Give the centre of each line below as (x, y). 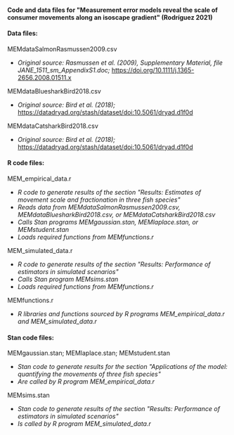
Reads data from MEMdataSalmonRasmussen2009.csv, (99, 207)
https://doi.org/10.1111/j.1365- (153, 70)
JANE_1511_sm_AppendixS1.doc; (64, 70)
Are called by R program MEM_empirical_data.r (86, 382)
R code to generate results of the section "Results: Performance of (114, 264)
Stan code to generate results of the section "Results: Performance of (118, 409)
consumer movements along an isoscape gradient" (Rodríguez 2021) (110, 17)
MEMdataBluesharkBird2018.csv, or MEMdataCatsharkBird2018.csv (116, 215)
